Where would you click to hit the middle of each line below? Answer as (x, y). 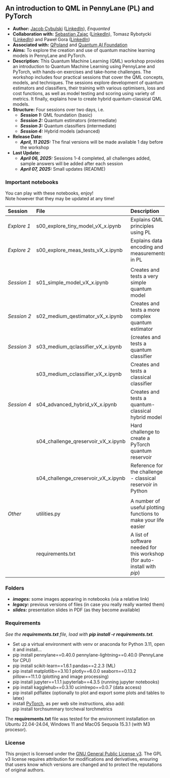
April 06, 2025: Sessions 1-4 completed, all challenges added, (85, 158)
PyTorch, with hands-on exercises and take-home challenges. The (82, 72)
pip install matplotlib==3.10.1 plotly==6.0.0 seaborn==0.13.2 (74, 671)
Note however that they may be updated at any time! (60, 199)
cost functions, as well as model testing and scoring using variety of (84, 93)
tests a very (144, 276)
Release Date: (28, 136)
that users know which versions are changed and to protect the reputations (84, 765)
